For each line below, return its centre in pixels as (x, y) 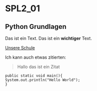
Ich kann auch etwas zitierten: (36, 57)
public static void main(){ (34, 76)
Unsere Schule (20, 48)
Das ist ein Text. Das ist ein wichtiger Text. (48, 38)
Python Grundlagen (36, 27)
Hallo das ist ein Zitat (38, 67)
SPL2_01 (23, 9)
